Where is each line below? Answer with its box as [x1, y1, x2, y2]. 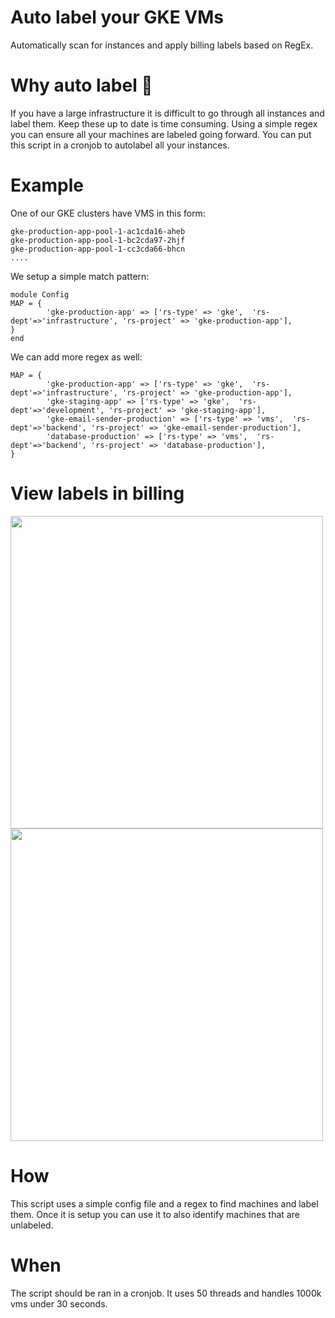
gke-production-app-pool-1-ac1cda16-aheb [10, 226, 186, 236]
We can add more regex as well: [10, 351, 143, 363]
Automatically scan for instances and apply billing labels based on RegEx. [10, 39, 314, 51]
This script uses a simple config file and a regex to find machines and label [10, 1197, 319, 1210]
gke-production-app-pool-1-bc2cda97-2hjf [10, 235, 186, 245]
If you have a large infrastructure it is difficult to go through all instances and [10, 107, 325, 119]
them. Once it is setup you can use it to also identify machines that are [10, 1208, 300, 1220]
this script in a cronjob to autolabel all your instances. [10, 139, 230, 151]
